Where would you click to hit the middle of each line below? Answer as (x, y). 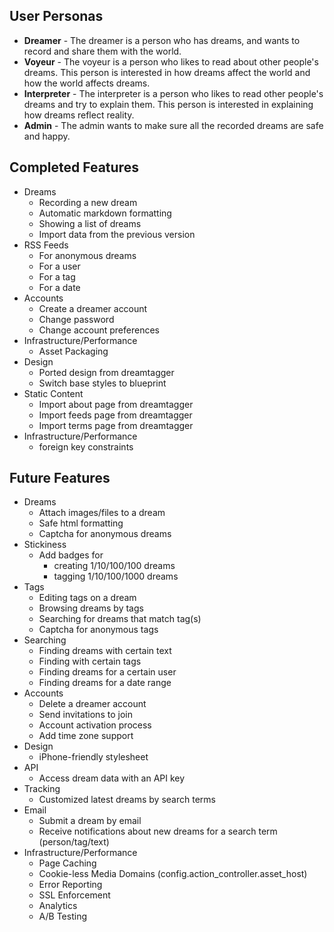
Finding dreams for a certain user (107, 672)
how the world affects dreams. (87, 83)
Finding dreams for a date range (105, 683)
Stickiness (45, 545)
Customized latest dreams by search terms (127, 800)
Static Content (53, 393)
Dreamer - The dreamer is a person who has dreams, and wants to (162, 40)
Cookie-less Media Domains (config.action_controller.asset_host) (173, 874)
